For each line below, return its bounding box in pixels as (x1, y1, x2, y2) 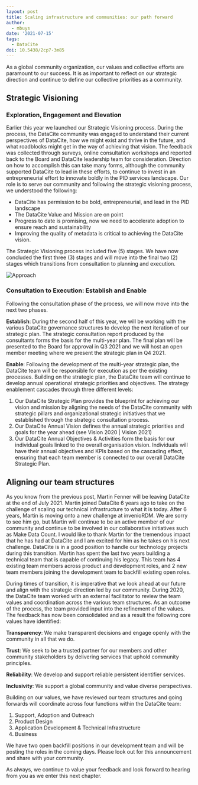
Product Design (14, 718, 53, 725)
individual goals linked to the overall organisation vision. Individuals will (14, 441, 188, 448)
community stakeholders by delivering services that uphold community (6, 653, 179, 660)
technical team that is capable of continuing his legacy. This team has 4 (6, 555, 181, 563)
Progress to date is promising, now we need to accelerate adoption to (14, 217, 184, 225)
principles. (6, 659, 32, 666)
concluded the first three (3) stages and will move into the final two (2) (6, 254, 178, 261)
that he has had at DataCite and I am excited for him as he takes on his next (6, 537, 190, 544)
